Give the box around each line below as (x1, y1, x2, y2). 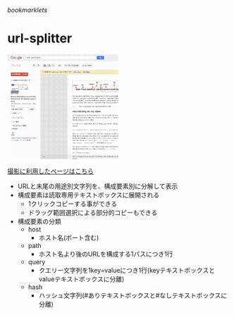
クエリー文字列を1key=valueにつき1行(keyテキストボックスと (38, 266, 215, 275)
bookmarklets (7, 6, 48, 14)
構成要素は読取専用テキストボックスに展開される (17, 191, 160, 199)
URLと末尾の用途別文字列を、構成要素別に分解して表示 (17, 182, 178, 190)
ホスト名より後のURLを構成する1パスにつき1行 (38, 250, 173, 259)
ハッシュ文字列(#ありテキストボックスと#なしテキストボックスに (38, 291, 228, 299)
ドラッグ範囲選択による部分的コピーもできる (27, 209, 158, 217)
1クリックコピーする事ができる (27, 199, 118, 208)
